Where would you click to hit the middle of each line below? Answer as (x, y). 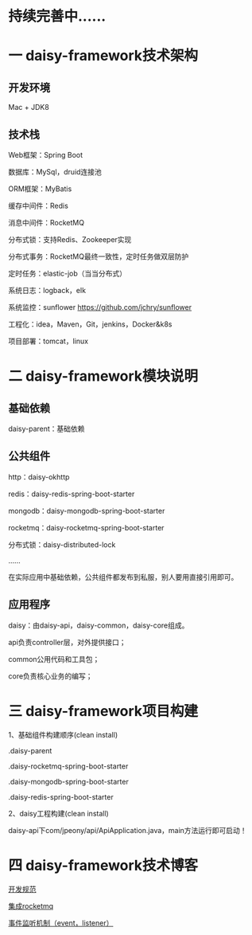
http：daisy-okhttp (39, 477)
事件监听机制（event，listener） (61, 923)
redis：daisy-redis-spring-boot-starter (72, 494)
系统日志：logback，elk (47, 290)
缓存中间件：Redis (39, 205)
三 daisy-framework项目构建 (103, 711)
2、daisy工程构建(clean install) (58, 813)
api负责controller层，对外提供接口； (67, 642)
